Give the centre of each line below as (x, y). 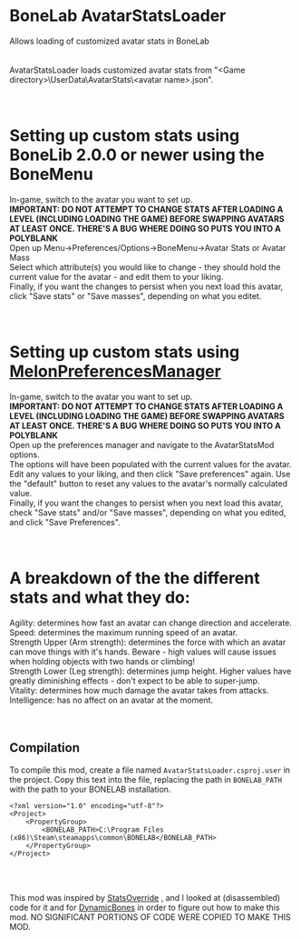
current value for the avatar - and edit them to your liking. (117, 276)
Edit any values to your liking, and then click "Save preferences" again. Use (150, 474)
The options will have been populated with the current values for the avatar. (150, 464)
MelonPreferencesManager (116, 371)
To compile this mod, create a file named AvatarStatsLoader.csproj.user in (150, 770)
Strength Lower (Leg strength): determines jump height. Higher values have (150, 671)
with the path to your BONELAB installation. (90, 789)
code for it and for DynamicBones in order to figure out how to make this (145, 907)
